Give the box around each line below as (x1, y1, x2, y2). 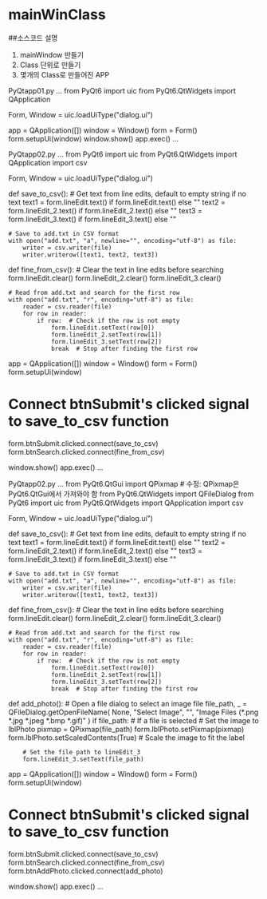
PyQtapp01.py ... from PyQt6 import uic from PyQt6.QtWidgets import (8, 86, 237, 95)
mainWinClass (8, 6, 106, 24)
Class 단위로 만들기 (19, 60, 81, 70)
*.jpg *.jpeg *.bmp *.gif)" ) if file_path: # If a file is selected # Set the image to (8, 715, 259, 725)
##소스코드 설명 (8, 33, 58, 42)
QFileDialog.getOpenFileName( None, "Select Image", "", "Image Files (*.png (8, 707, 259, 717)
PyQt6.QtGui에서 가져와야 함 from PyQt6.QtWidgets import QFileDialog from (8, 489, 254, 499)
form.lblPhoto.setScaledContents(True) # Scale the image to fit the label (8, 733, 245, 742)
